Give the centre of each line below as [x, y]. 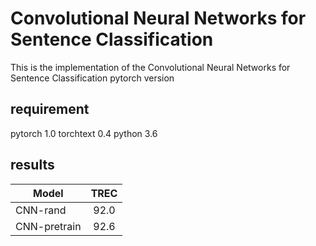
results [32, 165]
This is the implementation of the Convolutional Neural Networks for [150, 67]
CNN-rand [41, 210]
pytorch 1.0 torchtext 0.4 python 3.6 [84, 133]
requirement [50, 109]
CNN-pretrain [48, 226]
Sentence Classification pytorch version [92, 78]
